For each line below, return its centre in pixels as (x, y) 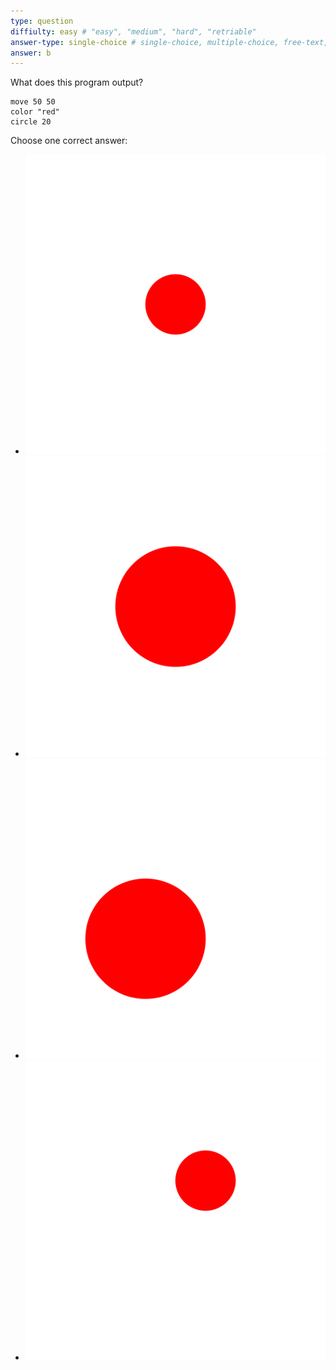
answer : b (31, 53)
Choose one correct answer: (69, 141)
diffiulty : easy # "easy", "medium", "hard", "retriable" (133, 31)
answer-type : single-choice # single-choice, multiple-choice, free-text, (169, 42)
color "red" (35, 112)
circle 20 (31, 122)
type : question (42, 21)
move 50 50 (33, 102)
